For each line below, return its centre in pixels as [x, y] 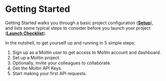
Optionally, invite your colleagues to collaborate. [62, 63]
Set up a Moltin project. [36, 57]
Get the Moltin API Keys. [37, 68]
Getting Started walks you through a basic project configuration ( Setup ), [79, 23]
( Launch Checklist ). [26, 33]
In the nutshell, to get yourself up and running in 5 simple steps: [70, 42]
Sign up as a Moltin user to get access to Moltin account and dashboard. [87, 52]
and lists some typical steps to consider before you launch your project [78, 28]
